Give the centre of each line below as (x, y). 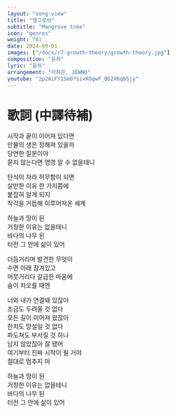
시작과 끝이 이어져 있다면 (41, 136)
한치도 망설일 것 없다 (35, 326)
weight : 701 (24, 40)
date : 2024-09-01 (32, 46)
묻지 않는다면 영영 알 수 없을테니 (51, 162)
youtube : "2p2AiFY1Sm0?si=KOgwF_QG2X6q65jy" (73, 79)
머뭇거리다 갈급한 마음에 (40, 277)
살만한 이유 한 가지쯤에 (38, 186)
